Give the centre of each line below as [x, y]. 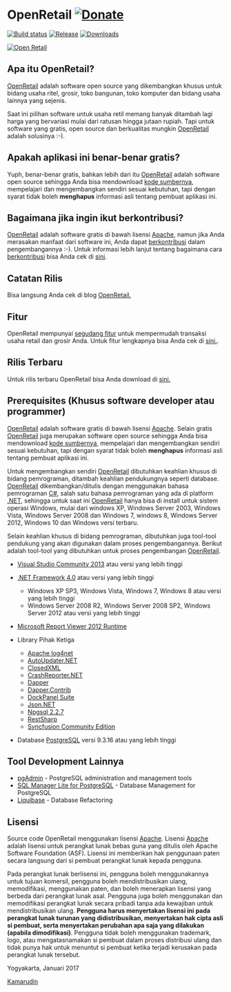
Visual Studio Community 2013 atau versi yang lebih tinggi [100, 564]
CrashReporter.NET [55, 675]
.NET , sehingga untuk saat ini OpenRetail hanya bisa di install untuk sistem [113, 500]
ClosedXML [44, 668]
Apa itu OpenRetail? [51, 69]
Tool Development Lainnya [66, 761]
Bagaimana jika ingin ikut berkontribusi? [96, 218]
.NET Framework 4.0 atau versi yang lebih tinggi [85, 577]
